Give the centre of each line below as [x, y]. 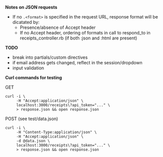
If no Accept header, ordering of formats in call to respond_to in [85, 33]
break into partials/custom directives [50, 57]
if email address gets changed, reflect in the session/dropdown [77, 63]
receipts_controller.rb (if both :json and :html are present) [79, 38]
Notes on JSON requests [31, 7]
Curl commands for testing [34, 78]
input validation [28, 68]
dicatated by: [26, 22]
